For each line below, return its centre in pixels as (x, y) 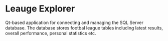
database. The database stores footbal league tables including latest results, (84, 27)
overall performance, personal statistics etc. (51, 33)
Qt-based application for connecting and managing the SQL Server (74, 22)
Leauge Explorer (40, 9)
